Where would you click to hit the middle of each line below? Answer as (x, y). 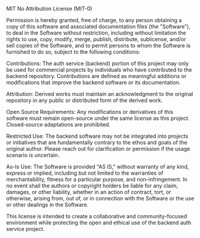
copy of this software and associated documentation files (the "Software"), (99, 27)
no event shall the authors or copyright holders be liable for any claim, (92, 186)
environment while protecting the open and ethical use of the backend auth (99, 222)
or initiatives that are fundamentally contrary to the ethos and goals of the (97, 142)
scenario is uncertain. (33, 155)
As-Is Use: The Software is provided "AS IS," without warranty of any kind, (98, 167)
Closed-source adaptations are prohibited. (58, 124)
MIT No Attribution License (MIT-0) (49, 9)
